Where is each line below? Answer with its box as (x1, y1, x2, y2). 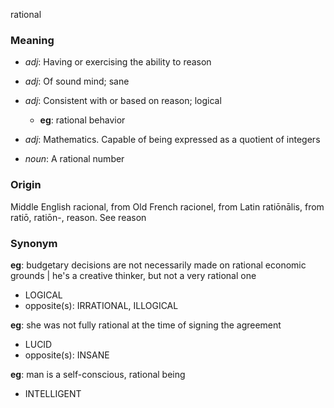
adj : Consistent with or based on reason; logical (24, 95, 222, 107)
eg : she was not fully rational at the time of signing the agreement (10, 319, 282, 331)
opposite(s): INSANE (24, 349, 110, 361)
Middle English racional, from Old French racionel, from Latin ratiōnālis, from (10, 200, 325, 213)
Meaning (10, 33, 55, 47)
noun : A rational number (24, 153, 125, 165)
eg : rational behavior (39, 114, 126, 126)
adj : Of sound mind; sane (24, 75, 130, 88)
